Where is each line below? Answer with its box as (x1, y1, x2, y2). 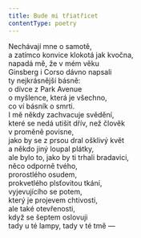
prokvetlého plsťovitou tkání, (8, 178, 103, 187)
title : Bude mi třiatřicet (8, 11, 99, 20)
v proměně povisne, (8, 126, 75, 137)
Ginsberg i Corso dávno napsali (8, 67, 112, 76)
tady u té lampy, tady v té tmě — (8, 220, 116, 230)
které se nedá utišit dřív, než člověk (8, 118, 126, 128)
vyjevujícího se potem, (8, 187, 83, 196)
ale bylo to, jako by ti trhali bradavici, (8, 152, 130, 162)
